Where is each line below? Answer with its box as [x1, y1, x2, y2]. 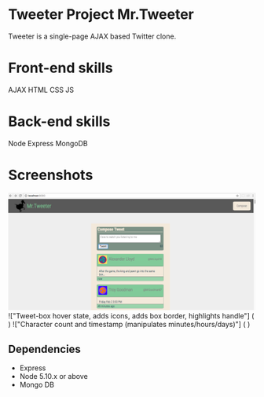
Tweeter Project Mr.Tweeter [8, 6, 194, 24]
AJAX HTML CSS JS [8, 85, 75, 94]
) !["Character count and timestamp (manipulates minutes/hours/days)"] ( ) [8, 320, 251, 329]
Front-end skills [8, 59, 113, 77]
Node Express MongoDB [8, 138, 88, 148]
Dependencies [8, 342, 81, 355]
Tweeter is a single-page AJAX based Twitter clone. [8, 31, 177, 41]
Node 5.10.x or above [19, 372, 88, 381]
